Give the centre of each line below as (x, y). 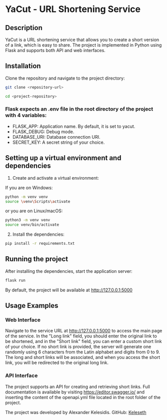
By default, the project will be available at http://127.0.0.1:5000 (69, 290)
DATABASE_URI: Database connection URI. (56, 137)
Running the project (37, 259)
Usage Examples (32, 306)
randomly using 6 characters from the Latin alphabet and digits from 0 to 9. (82, 352)
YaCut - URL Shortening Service (73, 9)
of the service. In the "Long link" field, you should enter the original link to (81, 336)
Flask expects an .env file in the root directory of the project (79, 109)
